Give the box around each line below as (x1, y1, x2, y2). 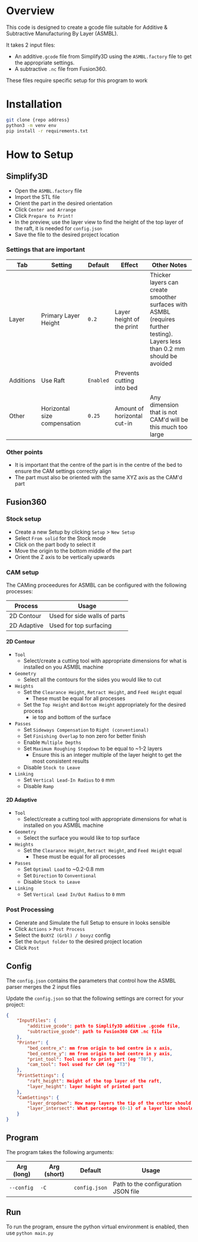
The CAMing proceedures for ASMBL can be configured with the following (6, 581, 187, 589)
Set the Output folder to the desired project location (14, 937, 143, 945)
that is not (150, 408, 178, 416)
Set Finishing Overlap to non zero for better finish (23, 733, 146, 740)
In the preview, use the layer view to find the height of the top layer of (14, 218, 184, 225)
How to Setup (6, 148, 74, 161)
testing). (150, 329, 173, 338)
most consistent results (32, 757, 90, 765)
